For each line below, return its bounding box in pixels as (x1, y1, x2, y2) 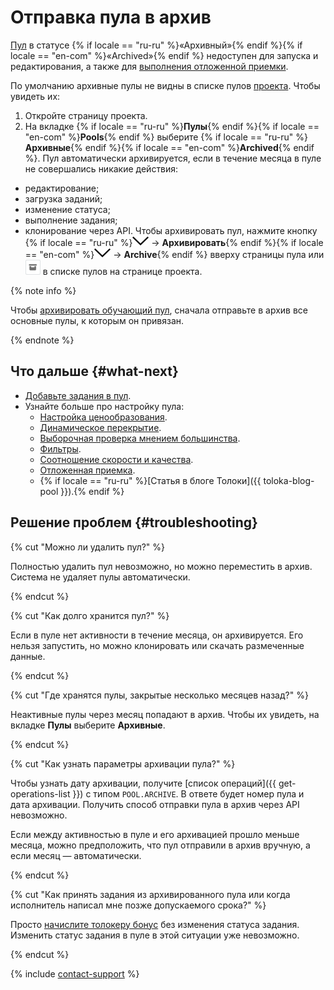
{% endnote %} (10, 334, 75, 346)
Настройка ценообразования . (39, 411, 168, 423)
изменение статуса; (24, 203, 111, 215)
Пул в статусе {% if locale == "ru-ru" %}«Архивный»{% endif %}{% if (10, 39, 303, 51)
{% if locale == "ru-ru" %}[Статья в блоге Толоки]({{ (39, 474, 262, 486)
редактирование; (24, 182, 100, 194)
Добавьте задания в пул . (24, 389, 132, 401)
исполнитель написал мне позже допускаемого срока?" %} (10, 899, 267, 911)
